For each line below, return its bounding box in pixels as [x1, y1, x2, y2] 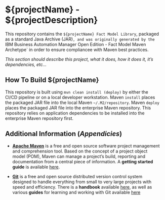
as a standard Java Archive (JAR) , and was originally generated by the [5, 36, 155, 42]
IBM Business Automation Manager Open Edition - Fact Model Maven [5, 41, 146, 47]
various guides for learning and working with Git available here [12, 189, 141, 195]
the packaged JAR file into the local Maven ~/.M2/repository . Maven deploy [5, 100, 160, 105]
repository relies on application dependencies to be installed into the [5, 110, 145, 116]
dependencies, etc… [5, 61, 47, 67]
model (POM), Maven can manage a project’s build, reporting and [12, 153, 146, 159]
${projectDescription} [5, 14, 98, 26]
